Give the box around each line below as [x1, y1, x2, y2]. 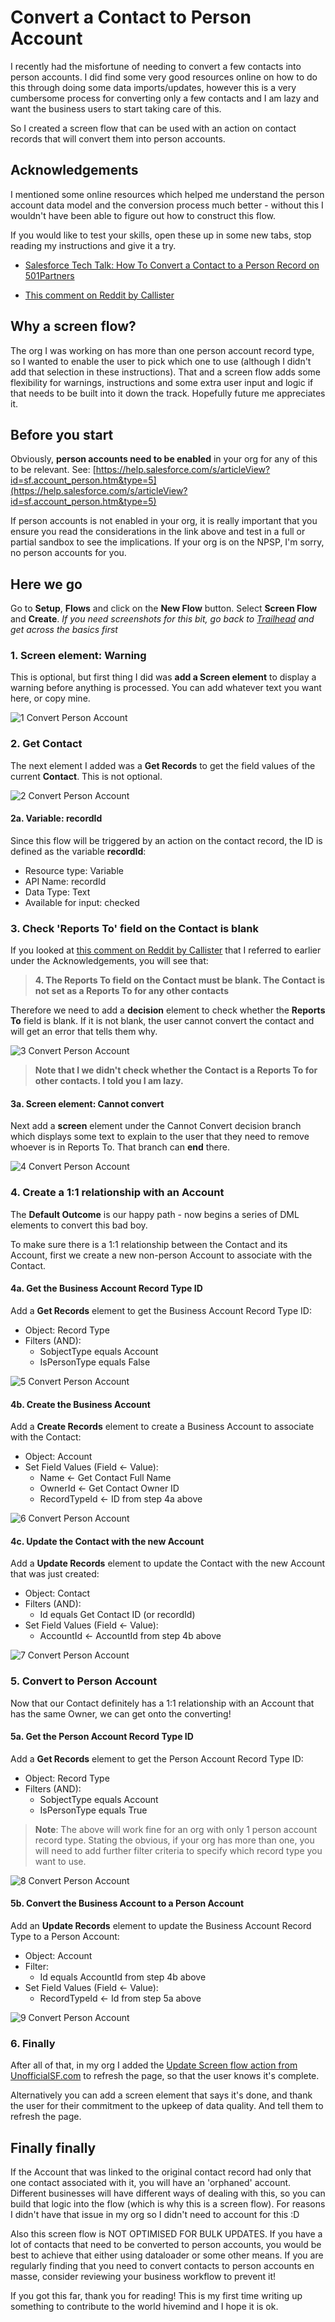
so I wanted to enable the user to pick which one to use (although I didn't [10, 355, 312, 367]
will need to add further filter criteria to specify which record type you [34, 1844, 323, 1856]
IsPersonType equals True [39, 1804, 148, 1816]
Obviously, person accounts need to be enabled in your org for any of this [10, 453, 318, 465]
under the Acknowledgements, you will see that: [10, 955, 209, 967]
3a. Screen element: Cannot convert [10, 1097, 165, 1110]
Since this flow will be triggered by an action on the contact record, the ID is [10, 834, 323, 846]
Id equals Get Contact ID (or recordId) [39, 1609, 196, 1621]
